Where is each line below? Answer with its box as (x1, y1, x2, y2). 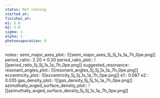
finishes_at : (5, 16, 32, 21)
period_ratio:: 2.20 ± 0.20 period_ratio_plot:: (5, 56, 94, 63)
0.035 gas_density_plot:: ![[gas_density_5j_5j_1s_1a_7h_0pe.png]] (5, 77, 133, 83)
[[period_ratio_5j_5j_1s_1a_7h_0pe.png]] (5, 62, 82, 68)
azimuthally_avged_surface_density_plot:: (5, 83, 87, 88)
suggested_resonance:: (83, 62, 130, 68)
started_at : (5, 12, 29, 16)
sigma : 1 (5, 29, 23, 34)
